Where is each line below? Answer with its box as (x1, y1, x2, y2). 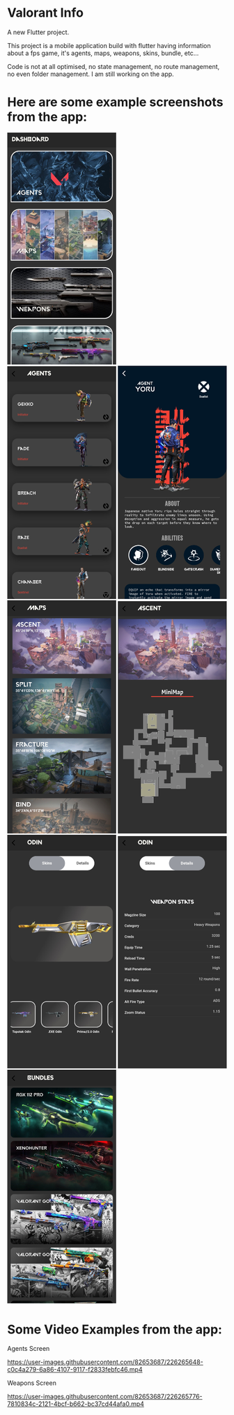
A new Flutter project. (7, 28, 70, 36)
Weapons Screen (7, 1379, 57, 1387)
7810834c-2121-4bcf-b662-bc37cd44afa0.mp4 (7, 1400, 145, 1408)
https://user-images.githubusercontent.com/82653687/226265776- (7, 1393, 203, 1401)
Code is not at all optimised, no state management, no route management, (7, 62, 220, 70)
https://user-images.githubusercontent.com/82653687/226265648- (7, 1358, 203, 1366)
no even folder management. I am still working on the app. (7, 70, 174, 78)
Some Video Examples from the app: (7, 1322, 223, 1337)
